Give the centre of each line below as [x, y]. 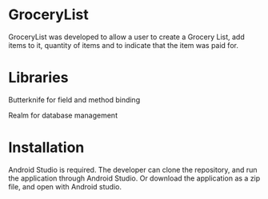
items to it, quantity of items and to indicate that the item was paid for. [123, 45]
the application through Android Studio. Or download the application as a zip [134, 178]
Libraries [38, 78]
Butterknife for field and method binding [74, 99]
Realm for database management [63, 115]
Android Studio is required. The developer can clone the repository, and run [133, 169]
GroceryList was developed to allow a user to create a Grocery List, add [127, 37]
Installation [46, 147]
